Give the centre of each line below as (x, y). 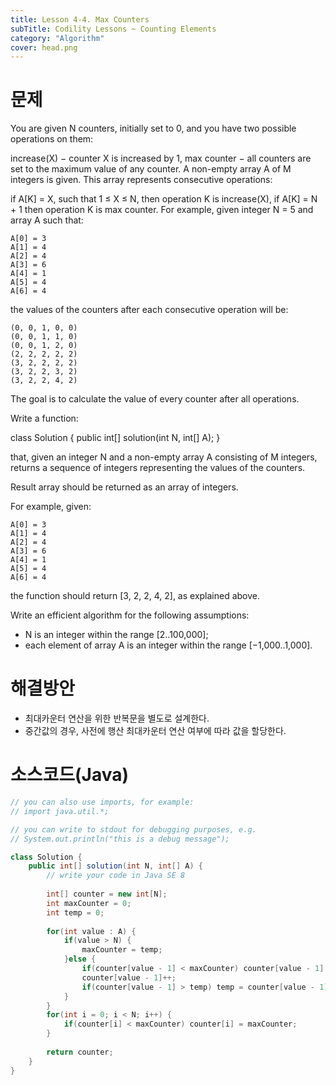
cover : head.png (44, 47)
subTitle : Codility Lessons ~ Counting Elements (113, 29)
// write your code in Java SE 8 (116, 876)
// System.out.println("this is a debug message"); (120, 839)
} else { (80, 959)
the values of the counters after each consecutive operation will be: (149, 310)
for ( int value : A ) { (91, 931)
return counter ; (80, 1052)
